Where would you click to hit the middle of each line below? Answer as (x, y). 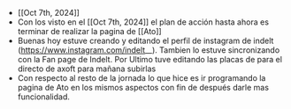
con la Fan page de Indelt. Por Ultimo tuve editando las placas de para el (150, 59)
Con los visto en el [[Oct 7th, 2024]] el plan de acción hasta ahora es (143, 22)
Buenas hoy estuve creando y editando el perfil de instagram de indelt (145, 40)
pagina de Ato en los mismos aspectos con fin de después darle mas (143, 87)
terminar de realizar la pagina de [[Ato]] (89, 31)
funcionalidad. (44, 97)
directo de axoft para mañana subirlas (87, 69)
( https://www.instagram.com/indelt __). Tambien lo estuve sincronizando (149, 50)
